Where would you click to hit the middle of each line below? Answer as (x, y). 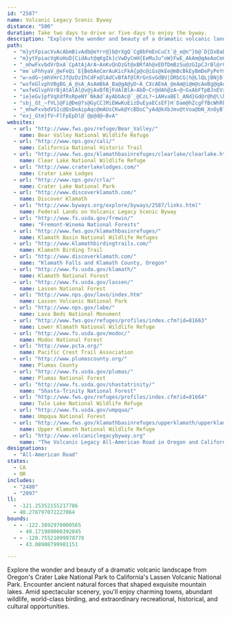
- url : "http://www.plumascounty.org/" (70, 359)
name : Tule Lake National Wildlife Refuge (81, 404)
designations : (27, 448)
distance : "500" (30, 26)
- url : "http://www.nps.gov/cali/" (64, 142)
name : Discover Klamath (54, 199)
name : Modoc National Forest (61, 340)
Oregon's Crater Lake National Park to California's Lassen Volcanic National (114, 577)
